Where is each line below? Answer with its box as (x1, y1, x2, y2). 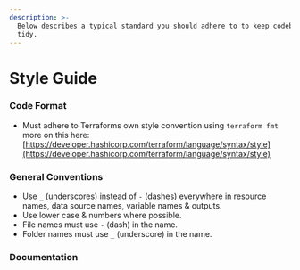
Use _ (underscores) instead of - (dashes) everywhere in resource (21, 191, 267, 201)
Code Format (9, 100, 67, 112)
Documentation (9, 251, 79, 264)
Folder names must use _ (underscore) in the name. (21, 229, 212, 240)
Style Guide (9, 68, 98, 88)
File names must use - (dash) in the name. (21, 219, 179, 230)
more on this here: (21, 129, 90, 140)
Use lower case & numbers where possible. (21, 210, 182, 221)
